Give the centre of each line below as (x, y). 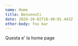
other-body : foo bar (27, 24)
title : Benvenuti (23, 14)
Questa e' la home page (30, 38)
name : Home (17, 10)
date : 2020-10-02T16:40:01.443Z (39, 19)
